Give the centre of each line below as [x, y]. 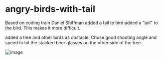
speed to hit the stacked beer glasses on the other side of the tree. [74, 42]
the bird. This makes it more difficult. [43, 28]
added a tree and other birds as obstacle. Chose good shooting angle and [81, 37]
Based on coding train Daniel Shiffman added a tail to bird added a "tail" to [81, 23]
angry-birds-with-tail [50, 9]
